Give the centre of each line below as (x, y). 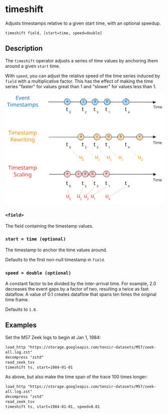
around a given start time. (33, 66)
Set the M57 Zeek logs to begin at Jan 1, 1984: (53, 337)
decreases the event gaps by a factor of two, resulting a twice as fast (77, 289)
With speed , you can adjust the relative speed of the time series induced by (83, 76)
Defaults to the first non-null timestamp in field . (55, 259)
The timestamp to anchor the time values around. (56, 250)
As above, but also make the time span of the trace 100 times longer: (76, 377)
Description (24, 49)
